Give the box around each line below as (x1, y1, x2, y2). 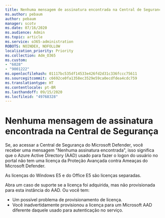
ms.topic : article (5, 35, 43, 40)
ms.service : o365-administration (5, 39, 74, 44)
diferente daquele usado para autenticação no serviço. (12, 207, 124, 213)
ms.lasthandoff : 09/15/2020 (5, 90, 63, 94)
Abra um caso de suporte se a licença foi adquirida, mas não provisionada (5, 182, 156, 188)
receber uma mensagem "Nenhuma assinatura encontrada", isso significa (5, 147, 155, 153)
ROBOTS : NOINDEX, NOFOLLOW (5, 44, 60, 49)
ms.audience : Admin (5, 30, 45, 35)
